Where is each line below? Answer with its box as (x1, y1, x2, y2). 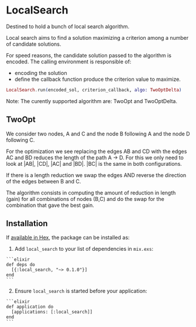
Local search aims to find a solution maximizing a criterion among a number (6, 34, 189, 41)
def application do (6, 304, 54, 310)
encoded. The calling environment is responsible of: (6, 58, 132, 65)
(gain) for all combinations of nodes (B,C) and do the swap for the (6, 195, 165, 202)
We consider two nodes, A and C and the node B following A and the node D (6, 130, 190, 137)
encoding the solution (14, 69, 67, 76)
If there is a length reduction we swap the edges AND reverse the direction (6, 171, 187, 179)
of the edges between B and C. (6, 178, 81, 185)
